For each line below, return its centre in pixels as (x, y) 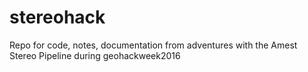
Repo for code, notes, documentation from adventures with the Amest (153, 45)
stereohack (57, 17)
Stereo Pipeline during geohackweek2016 (95, 55)
